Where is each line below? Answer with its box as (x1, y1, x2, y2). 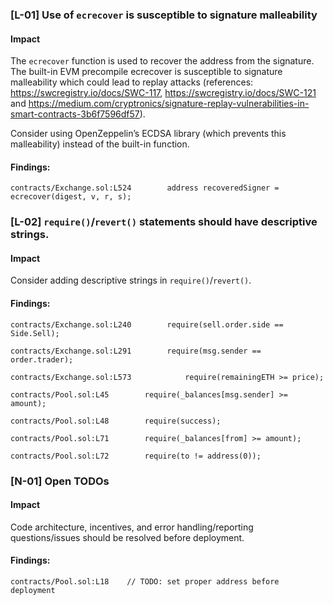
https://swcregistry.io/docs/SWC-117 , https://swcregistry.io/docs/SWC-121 (10, 87, 317, 99)
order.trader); (10, 354, 74, 365)
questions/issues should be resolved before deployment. (10, 531, 245, 543)
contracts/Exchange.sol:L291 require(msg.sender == (10, 346, 262, 356)
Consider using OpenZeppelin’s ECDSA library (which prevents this (10, 128, 287, 140)
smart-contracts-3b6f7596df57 (10, 108, 140, 120)
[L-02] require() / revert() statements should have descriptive (10, 215, 318, 229)
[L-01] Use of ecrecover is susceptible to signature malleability (10, 8, 318, 22)
